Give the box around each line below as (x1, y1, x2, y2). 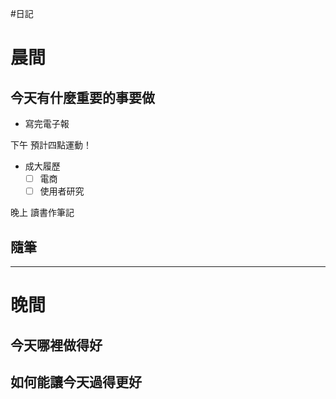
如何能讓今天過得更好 (10, 373, 142, 391)
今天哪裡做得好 (10, 337, 103, 354)
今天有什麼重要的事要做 (10, 89, 155, 106)
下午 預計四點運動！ (10, 139, 92, 151)
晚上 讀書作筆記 (10, 207, 75, 219)
